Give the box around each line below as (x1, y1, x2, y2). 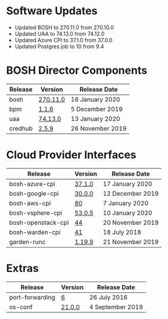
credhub (9, 124, 33, 132)
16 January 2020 (70, 95, 120, 104)
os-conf (9, 302, 33, 311)
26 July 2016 (89, 293, 128, 301)
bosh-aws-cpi (9, 199, 51, 207)
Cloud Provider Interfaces (6, 148, 137, 162)
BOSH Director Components (6, 64, 148, 77)
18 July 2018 (102, 228, 142, 236)
